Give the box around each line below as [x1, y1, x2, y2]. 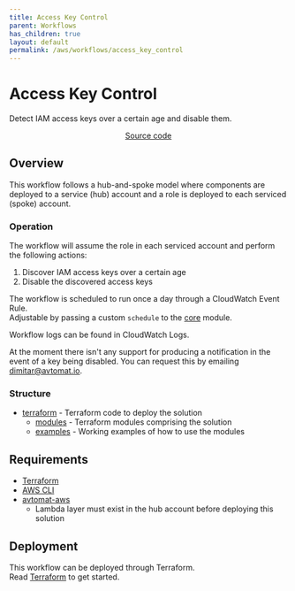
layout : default [9, 37, 69, 47]
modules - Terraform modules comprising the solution [34, 417, 232, 427]
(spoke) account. [9, 198, 72, 209]
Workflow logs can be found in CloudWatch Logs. [9, 329, 190, 341]
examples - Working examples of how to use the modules [34, 426, 246, 437]
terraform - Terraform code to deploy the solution [21, 408, 203, 418]
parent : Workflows [9, 21, 77, 30]
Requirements [9, 452, 88, 467]
